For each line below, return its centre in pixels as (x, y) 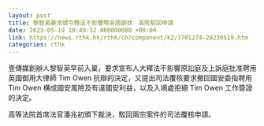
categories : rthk (37, 45)
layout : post (30, 15)
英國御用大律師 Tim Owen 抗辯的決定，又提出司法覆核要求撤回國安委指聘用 (130, 78)
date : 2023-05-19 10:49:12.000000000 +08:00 (82, 30)
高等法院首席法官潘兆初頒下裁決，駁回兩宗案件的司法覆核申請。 (112, 114)
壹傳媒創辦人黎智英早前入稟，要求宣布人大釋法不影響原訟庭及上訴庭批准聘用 (132, 69)
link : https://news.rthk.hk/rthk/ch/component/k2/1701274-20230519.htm (128, 37)
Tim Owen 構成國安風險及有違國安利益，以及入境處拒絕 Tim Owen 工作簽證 (130, 88)
